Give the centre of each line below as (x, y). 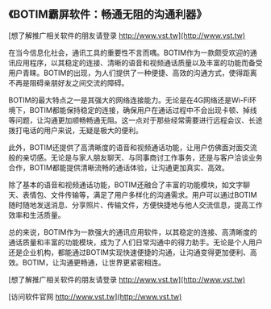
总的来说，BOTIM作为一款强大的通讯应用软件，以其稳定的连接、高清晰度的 (133, 232)
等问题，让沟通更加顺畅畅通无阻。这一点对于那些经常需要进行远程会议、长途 (135, 120)
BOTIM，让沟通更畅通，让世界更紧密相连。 (94, 262)
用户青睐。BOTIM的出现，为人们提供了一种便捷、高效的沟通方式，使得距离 (133, 73)
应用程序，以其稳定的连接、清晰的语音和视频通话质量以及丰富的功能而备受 (139, 62)
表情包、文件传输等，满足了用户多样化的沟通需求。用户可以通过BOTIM (140, 194)
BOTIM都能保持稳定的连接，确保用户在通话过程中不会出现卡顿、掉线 (143, 110)
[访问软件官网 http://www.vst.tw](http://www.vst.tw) (95, 296)
